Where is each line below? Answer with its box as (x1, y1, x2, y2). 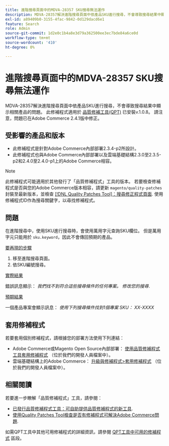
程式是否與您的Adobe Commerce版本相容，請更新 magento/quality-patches (5, 185, 162, 191)
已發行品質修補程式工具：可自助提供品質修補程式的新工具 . (12, 405, 133, 411)
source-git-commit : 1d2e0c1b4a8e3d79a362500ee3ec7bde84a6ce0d (5, 31, 138, 36)
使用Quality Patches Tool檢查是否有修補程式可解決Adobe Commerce (12, 412, 155, 418)
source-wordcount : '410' (5, 40, 57, 45)
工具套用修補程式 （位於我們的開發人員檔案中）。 (12, 352, 113, 358)
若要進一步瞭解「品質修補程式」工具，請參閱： (5, 395, 102, 401)
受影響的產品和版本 (5, 131, 65, 140)
